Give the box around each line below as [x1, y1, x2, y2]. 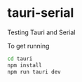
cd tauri [7, 55, 33, 62]
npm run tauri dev [7, 68, 61, 75]
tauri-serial [7, 5, 74, 21]
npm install [7, 62, 42, 69]
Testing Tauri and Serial [7, 28, 76, 36]
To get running [7, 41, 50, 50]
